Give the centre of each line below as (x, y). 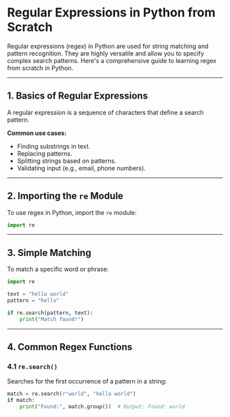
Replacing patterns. (44, 153)
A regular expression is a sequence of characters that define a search (105, 112)
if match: (21, 401)
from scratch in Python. (40, 68)
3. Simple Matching (49, 252)
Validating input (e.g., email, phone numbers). (81, 168)
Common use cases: (37, 133)
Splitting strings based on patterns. (66, 161)
